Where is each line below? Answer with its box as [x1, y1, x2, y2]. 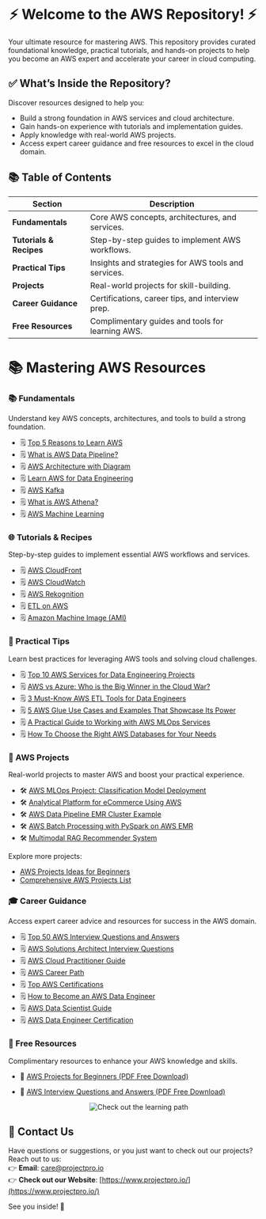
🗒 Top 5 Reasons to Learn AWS [19, 438, 123, 447]
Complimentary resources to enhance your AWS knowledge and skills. [8, 1056, 237, 1065]
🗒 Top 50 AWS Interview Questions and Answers [19, 932, 180, 942]
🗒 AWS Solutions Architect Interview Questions [19, 944, 174, 954]
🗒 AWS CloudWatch [19, 578, 85, 587]
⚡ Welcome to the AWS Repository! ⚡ [9, 6, 257, 24]
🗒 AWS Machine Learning [19, 509, 104, 518]
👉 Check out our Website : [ [8, 1175, 103, 1185]
